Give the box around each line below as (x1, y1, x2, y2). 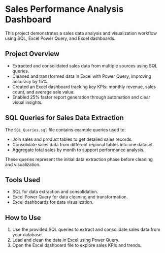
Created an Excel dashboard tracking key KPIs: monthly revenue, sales (12, 84, 156, 90)
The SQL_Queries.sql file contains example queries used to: (5, 126, 126, 132)
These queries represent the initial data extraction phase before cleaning (5, 156, 153, 162)
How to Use (5, 213, 41, 222)
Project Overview (5, 50, 60, 58)
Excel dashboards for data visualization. (12, 199, 94, 205)
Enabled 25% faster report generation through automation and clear (12, 94, 151, 100)
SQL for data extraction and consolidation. (12, 189, 99, 195)
